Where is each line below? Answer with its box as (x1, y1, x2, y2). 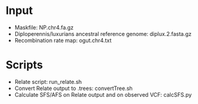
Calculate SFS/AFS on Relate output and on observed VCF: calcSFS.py (14, 91, 193, 98)
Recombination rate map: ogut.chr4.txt (14, 36, 112, 44)
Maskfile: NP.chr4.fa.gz (14, 24, 74, 31)
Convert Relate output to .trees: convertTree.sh (14, 85, 133, 92)
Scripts (5, 58, 43, 72)
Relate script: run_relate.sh (14, 78, 82, 85)
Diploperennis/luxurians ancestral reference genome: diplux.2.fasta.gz (14, 30, 192, 37)
